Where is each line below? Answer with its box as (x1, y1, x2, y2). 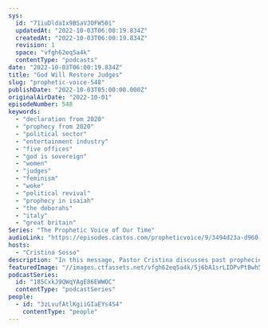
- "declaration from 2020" (15, 115, 105, 123)
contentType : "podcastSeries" (15, 286, 116, 294)
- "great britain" (15, 219, 77, 227)
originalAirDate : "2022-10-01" (8, 93, 112, 101)
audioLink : (8, 234, 45, 242)
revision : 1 (15, 41, 56, 49)
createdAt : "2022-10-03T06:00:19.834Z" (15, 33, 148, 42)
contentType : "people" (22, 307, 98, 315)
